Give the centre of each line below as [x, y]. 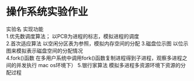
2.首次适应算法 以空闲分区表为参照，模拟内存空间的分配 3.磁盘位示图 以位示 [97, 43]
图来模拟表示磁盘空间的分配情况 [44, 50]
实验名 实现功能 [25, 29]
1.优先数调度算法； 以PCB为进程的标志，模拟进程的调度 [72, 36]
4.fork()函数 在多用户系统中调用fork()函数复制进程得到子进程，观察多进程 [94, 58]
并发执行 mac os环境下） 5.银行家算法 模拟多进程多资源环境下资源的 [98, 65]
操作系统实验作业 [47, 12]
